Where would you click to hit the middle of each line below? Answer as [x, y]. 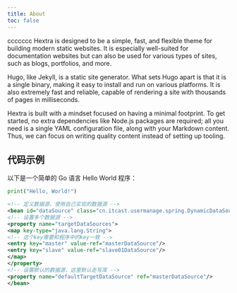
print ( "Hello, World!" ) [42, 192]
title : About [26, 14]
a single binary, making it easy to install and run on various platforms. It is [114, 84]
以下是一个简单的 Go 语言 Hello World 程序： [72, 178]
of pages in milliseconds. [43, 99]
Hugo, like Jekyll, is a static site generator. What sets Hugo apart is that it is [117, 77]
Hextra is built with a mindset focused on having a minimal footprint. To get [116, 113]
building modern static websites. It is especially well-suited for [98, 48]
